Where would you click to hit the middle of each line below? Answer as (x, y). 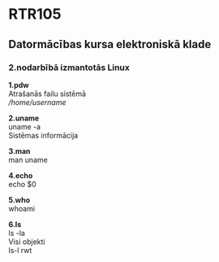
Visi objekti (27, 242)
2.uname (24, 118)
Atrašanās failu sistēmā (47, 94)
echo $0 (22, 184)
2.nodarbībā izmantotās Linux (69, 68)
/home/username (37, 102)
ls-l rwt (20, 250)
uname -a (25, 126)
